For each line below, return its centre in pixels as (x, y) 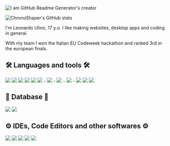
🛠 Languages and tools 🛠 (48, 65)
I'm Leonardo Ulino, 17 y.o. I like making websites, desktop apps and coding (85, 28)
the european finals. (26, 48)
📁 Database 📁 (27, 97)
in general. (17, 33)
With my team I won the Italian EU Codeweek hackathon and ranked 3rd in (84, 43)
